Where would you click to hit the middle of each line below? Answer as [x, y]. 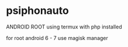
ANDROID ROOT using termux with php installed [64, 27]
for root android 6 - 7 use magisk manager [57, 38]
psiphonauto [37, 11]
